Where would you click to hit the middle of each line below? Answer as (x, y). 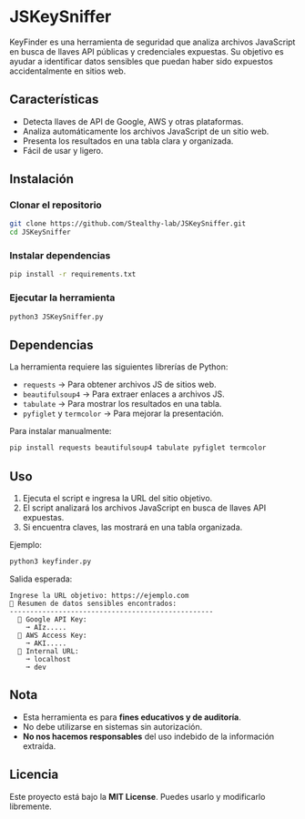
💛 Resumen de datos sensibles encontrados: (93, 603)
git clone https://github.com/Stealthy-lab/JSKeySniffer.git (128, 224)
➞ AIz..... (46, 627)
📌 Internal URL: (48, 651)
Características (54, 100)
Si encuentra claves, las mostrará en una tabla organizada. (132, 527)
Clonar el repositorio (56, 205)
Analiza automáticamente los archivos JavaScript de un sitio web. (146, 131)
